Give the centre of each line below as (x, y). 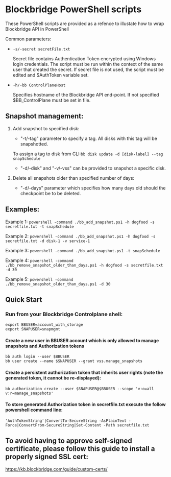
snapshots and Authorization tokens (45, 346)
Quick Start (24, 300)
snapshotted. (34, 144)
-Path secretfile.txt (126, 425)
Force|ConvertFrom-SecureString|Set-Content (53, 425)
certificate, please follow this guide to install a (80, 449)
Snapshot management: (44, 116)
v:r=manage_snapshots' (29, 393)
